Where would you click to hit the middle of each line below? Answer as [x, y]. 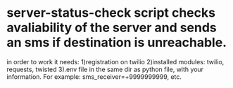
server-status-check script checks [111, 13]
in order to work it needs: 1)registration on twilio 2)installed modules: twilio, [115, 61]
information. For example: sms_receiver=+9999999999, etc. [94, 76]
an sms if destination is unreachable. [116, 43]
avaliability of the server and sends [112, 28]
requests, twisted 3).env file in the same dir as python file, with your [105, 69]
